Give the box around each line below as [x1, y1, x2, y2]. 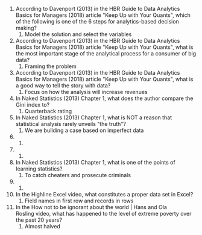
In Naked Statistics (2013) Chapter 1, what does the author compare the [15, 95, 194, 102]
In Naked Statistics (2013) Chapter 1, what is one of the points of [15, 159, 175, 166]
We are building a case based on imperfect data [24, 127, 144, 134]
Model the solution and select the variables [24, 31, 132, 38]
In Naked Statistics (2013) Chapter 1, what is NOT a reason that [15, 114, 172, 121]
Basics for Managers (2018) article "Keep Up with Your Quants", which [15, 11, 191, 19]
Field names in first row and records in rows [24, 197, 134, 204]
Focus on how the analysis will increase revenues [24, 89, 148, 95]
